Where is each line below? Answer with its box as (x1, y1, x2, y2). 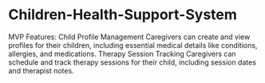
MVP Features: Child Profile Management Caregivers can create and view (8, 32, 251, 41)
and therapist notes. (8, 65, 74, 75)
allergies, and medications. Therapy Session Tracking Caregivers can (8, 49, 237, 58)
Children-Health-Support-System (8, 6, 238, 24)
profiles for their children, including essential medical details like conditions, (8, 40, 258, 49)
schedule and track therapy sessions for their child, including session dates (8, 57, 257, 67)
